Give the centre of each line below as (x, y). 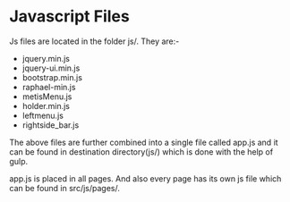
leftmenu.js (43, 115)
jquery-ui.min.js (51, 68)
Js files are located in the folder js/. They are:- (94, 41)
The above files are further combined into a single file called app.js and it (144, 142)
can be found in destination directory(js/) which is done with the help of (141, 151)
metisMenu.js (47, 97)
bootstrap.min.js (52, 77)
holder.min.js (46, 105)
